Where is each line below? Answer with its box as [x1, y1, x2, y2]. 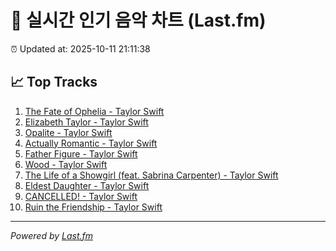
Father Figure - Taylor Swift [24, 147, 138, 160]
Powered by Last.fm [10, 229, 94, 241]
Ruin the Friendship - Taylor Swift [24, 201, 163, 213]
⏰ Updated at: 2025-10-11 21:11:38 [10, 42, 151, 55]
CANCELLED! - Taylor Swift [24, 190, 138, 202]
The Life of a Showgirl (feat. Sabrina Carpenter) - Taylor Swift [24, 169, 279, 181]
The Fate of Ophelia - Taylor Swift [24, 105, 165, 117]
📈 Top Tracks [10, 74, 98, 91]
